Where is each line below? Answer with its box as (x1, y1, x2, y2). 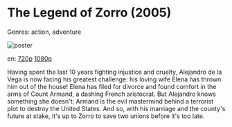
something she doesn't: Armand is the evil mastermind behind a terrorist (7, 97, 214, 105)
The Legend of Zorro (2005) (7, 5, 172, 21)
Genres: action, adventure (7, 28, 82, 36)
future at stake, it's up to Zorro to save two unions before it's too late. (7, 112, 205, 120)
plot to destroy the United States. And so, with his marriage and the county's (7, 104, 226, 113)
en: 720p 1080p (7, 54, 52, 63)
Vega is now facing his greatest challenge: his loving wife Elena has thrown (7, 75, 222, 84)
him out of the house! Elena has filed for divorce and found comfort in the (7, 82, 217, 90)
